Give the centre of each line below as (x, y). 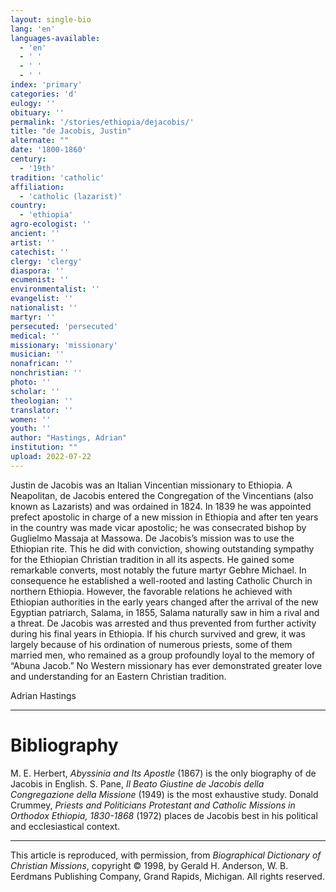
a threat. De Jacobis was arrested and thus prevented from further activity (163, 623)
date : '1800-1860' (48, 150)
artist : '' (33, 242)
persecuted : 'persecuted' (64, 326)
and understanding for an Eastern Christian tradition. (118, 676)
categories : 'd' (44, 94)
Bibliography (64, 745)
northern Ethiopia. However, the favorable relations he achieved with (151, 591)
